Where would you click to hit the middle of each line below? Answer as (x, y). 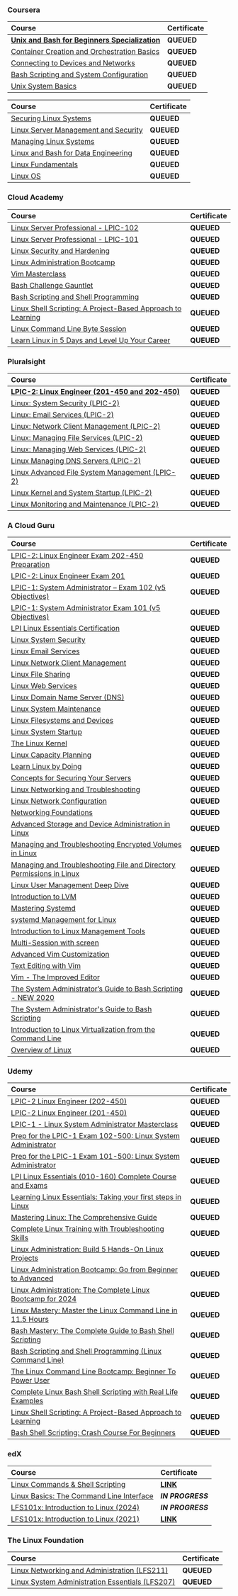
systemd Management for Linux (64, 920)
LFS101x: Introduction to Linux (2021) (75, 1519)
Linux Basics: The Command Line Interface (82, 1495)
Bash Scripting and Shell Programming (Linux (86, 1351)
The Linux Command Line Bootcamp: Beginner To (93, 1371)
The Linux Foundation (46, 1540)
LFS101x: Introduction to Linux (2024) (75, 1507)
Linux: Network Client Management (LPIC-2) (86, 426)
